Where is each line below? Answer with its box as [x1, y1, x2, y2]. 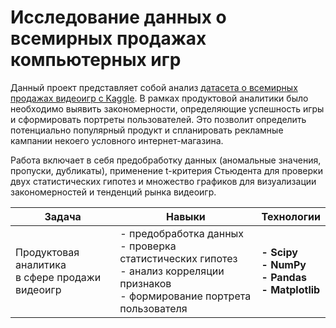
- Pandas [261, 270, 307, 284]
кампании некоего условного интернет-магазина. [10, 134, 224, 146]
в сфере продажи [15, 270, 102, 284]
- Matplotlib [261, 282, 321, 296]
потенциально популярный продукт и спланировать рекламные [10, 124, 284, 136]
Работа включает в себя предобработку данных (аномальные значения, [10, 154, 322, 166]
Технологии [261, 209, 321, 223]
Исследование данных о [10, 6, 227, 29]
